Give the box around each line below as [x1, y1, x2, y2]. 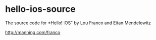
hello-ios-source [5, 3, 76, 15]
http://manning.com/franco [5, 29, 60, 35]
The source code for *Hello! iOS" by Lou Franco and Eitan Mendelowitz [5, 20, 151, 26]
